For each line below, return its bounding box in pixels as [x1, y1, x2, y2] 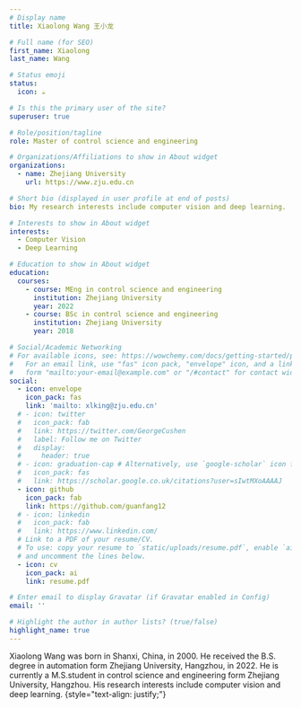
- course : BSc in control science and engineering [25, 310, 219, 319]
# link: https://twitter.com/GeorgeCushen [17, 426, 186, 436]
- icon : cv [17, 560, 58, 569]
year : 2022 [32, 302, 74, 311]
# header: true [17, 451, 90, 461]
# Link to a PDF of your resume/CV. [17, 535, 154, 544]
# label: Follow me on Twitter [17, 435, 142, 444]
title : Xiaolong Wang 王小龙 [9, 22, 115, 31]
